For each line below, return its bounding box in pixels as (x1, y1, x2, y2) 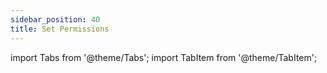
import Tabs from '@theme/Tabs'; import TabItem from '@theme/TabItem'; (10, 51, 318, 63)
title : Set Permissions (10, 24, 110, 34)
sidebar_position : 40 (10, 14, 101, 25)
